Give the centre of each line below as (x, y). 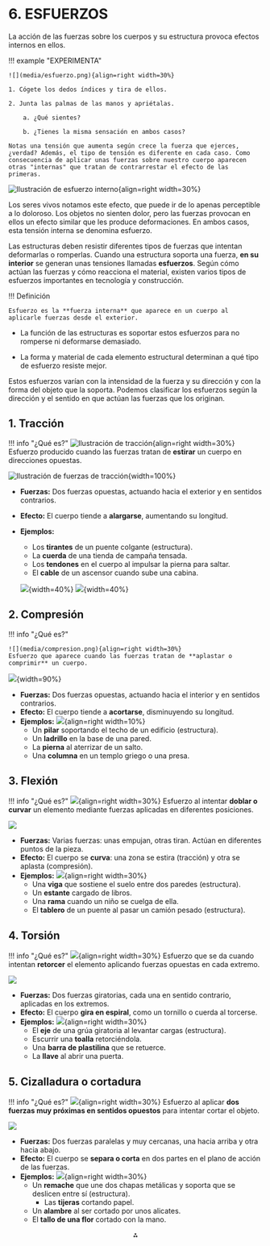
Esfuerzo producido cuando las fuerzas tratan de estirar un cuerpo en (125, 452)
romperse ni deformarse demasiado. (81, 341)
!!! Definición (29, 296)
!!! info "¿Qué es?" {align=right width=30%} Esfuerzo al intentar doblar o (133, 801)
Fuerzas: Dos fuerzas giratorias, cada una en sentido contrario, (125, 995)
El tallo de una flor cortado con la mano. (99, 1219)
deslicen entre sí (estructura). (81, 1194)
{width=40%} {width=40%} (78, 589)
